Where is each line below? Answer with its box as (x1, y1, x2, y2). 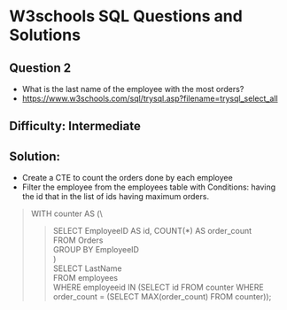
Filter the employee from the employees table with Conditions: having (21, 182, 276, 192)
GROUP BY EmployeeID (52, 244, 140, 255)
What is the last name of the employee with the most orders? (21, 84, 244, 94)
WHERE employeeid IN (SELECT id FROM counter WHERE (52, 282, 264, 293)
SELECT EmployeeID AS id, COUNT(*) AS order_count (52, 226, 252, 236)
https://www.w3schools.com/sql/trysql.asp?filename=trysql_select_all (21, 93, 278, 104)
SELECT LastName (52, 263, 122, 274)
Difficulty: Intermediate (9, 119, 142, 134)
